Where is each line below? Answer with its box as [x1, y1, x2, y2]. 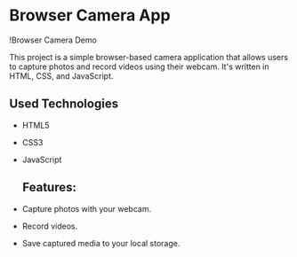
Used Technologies [9, 97, 118, 112]
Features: [21, 180, 77, 195]
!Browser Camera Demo [9, 35, 98, 45]
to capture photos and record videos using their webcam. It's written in [9, 61, 269, 72]
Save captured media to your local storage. [21, 238, 181, 248]
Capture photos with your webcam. [21, 203, 152, 214]
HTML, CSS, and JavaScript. [9, 70, 114, 81]
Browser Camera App [9, 5, 171, 26]
